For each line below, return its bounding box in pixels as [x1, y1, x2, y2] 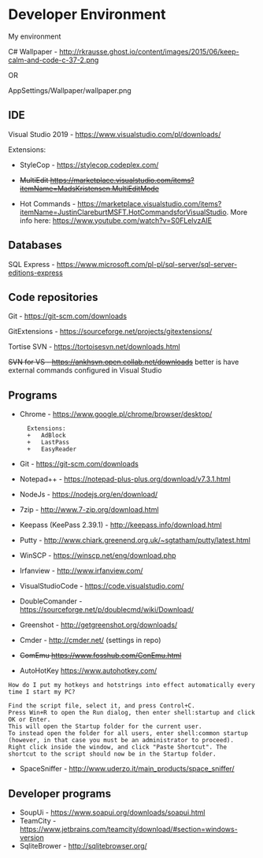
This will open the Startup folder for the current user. [8, 722, 202, 730]
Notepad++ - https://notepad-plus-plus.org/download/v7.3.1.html [19, 474, 231, 484]
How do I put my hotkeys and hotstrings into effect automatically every [8, 682, 256, 689]
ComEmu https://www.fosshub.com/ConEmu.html [19, 651, 182, 660]
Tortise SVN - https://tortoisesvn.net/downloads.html [8, 342, 180, 351]
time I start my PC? [8, 688, 76, 696]
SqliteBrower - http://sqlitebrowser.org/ [19, 841, 147, 850]
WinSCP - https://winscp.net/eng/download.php [19, 551, 176, 560]
